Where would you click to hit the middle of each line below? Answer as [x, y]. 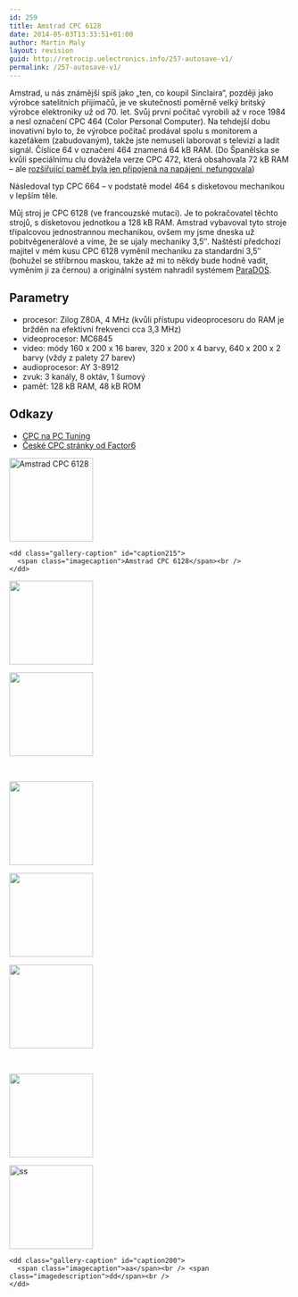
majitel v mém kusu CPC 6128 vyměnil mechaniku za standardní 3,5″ [135, 250]
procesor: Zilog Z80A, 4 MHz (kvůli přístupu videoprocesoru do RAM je [153, 319]
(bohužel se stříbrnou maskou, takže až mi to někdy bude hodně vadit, [139, 260]
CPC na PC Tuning [56, 435]
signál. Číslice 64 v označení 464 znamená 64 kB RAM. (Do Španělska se [145, 149]
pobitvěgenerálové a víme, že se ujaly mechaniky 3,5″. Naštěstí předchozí [145, 241]
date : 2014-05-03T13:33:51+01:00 [71, 34]
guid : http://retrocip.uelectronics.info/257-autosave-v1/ [121, 59]
